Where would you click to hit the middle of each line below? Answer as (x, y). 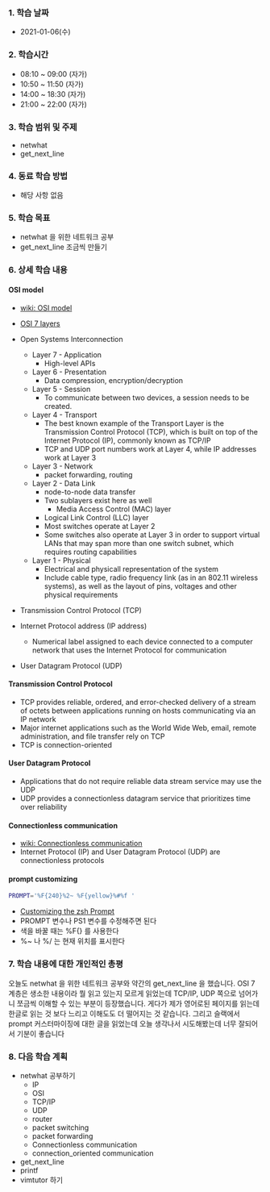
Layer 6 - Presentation (69, 372)
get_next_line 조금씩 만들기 (63, 247)
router (42, 1119)
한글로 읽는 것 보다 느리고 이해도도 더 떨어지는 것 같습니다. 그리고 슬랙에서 (124, 1013)
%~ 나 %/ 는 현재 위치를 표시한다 (72, 941)
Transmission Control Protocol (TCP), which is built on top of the (151, 431)
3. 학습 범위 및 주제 (43, 127)
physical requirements (81, 594)
